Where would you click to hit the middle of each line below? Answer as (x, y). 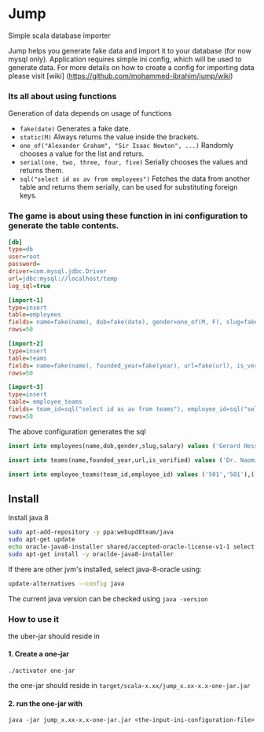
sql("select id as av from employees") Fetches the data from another (135, 179)
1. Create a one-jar (38, 654)
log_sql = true (29, 286)
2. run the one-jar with (46, 703)
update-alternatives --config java (66, 583)
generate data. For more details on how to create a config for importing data (131, 67)
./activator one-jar (42, 671)
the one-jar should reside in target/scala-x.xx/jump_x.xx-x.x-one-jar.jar (130, 686)
